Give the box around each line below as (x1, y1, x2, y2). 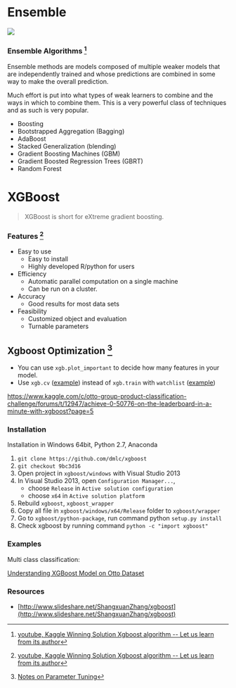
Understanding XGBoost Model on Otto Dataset (7, 568, 145, 577)
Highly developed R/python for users (27, 262, 135, 271)
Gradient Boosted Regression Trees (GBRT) (17, 156, 144, 165)
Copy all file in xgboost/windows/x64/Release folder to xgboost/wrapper (17, 506, 221, 515)
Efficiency (17, 270, 47, 278)
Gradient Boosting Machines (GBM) (17, 149, 121, 158)
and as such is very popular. (7, 106, 89, 114)
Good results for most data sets (27, 300, 119, 308)
